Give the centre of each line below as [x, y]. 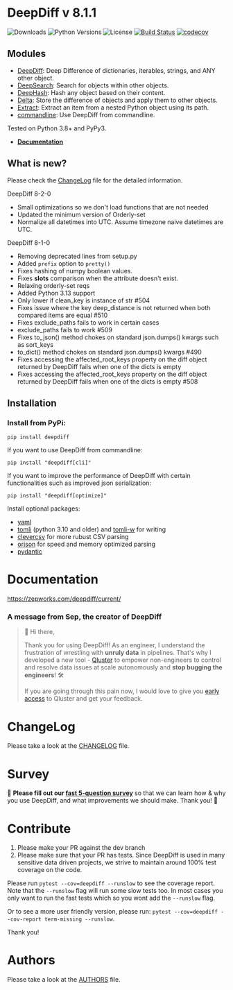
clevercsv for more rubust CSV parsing [73, 537]
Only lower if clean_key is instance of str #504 [84, 300]
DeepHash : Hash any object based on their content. [91, 92]
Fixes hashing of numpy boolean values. [75, 271]
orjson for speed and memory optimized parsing [86, 544]
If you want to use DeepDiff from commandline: [75, 450]
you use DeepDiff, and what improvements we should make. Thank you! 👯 [113, 801]
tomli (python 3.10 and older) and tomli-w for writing [92, 529]
